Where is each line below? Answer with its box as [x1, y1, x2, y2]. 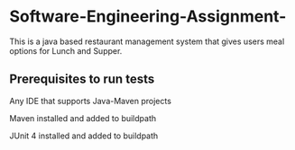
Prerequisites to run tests [9, 72, 155, 87]
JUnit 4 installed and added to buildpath [9, 130, 159, 141]
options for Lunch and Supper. [9, 45, 123, 56]
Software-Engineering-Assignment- [9, 6, 287, 27]
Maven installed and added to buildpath [9, 112, 157, 123]
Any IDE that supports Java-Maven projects [9, 95, 171, 106]
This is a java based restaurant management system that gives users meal [9, 36, 285, 47]
